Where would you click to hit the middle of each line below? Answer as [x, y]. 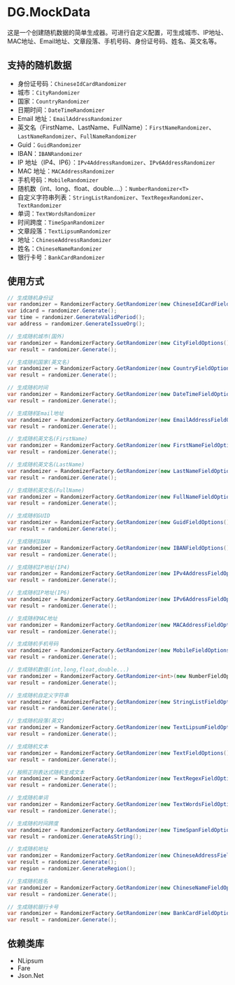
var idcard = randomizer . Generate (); [62, 311]
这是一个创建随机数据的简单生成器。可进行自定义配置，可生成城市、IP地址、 [117, 32]
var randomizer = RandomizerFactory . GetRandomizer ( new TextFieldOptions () [119, 753]
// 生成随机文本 [28, 746]
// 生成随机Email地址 [36, 413]
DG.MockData [49, 12]
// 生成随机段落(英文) [36, 721]
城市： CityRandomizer [49, 92]
